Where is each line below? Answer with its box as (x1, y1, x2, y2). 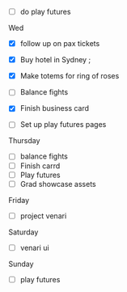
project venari (19, 210, 67, 221)
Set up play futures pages (19, 120, 107, 129)
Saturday (8, 226, 39, 237)
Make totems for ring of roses (19, 71, 120, 81)
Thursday (8, 136, 40, 146)
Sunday (8, 259, 34, 269)
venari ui (19, 243, 50, 252)
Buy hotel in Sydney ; (19, 55, 91, 65)
